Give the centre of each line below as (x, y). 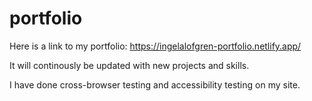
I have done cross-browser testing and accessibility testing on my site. (155, 84)
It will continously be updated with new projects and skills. (129, 65)
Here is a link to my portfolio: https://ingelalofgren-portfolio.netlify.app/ (155, 46)
